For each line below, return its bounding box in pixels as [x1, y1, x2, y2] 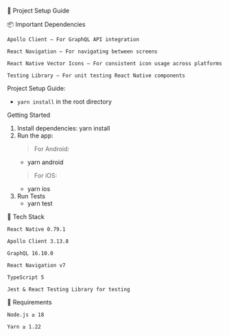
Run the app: [16, 131, 53, 139]
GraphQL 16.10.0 [7, 250, 53, 257]
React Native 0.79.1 [7, 226, 67, 233]
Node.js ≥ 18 [7, 311, 45, 318]
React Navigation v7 [7, 262, 67, 269]
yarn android [27, 158, 64, 166]
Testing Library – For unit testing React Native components [7, 72, 186, 79]
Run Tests [16, 192, 46, 200]
